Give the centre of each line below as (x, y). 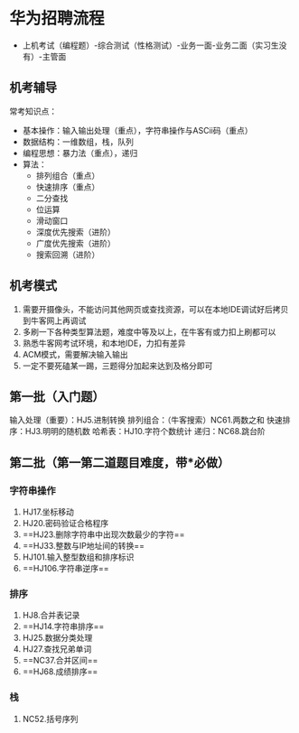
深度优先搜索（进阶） (75, 232)
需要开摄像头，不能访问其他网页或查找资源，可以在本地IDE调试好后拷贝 (155, 309)
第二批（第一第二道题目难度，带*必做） (120, 463)
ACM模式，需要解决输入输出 (75, 354)
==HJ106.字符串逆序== (66, 569)
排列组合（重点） (68, 175)
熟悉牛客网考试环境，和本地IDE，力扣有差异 (104, 343)
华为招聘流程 (57, 19)
